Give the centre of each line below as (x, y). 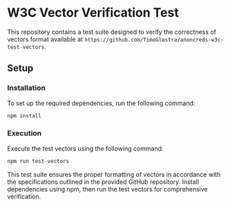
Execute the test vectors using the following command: (85, 148)
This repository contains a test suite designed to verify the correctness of (112, 32)
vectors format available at (45, 39)
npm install (24, 115)
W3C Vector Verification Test (93, 13)
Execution (25, 133)
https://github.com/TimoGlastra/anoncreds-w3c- (154, 39)
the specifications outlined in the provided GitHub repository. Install (103, 182)
